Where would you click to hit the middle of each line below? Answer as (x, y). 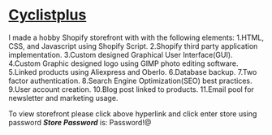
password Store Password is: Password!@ (80, 122)
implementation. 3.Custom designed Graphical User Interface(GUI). (121, 54)
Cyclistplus (47, 15)
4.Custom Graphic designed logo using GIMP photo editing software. (123, 63)
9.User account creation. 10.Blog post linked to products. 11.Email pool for (131, 89)
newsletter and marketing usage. (63, 98)
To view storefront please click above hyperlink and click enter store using (133, 113)
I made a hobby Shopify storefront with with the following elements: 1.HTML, (136, 37)
